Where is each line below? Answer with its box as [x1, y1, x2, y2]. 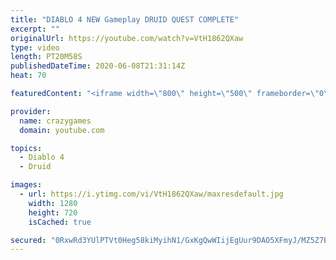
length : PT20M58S [10, 52, 83, 62]
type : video [10, 42, 60, 53]
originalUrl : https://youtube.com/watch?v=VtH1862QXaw [10, 33, 244, 43]
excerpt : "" [10, 24, 60, 34]
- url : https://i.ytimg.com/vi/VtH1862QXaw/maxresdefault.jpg [19, 189, 284, 199]
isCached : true [28, 217, 92, 227]
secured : [10, 235, 47, 245]
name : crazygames [19, 116, 92, 126]
